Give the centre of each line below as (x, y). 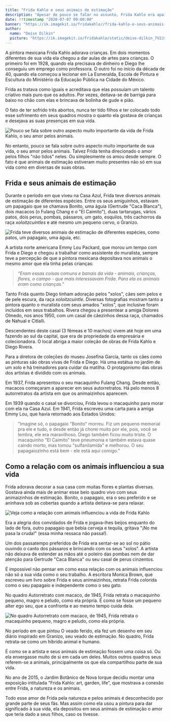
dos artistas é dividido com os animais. (46, 372)
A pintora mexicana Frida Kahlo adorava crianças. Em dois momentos (78, 52)
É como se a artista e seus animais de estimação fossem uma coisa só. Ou (83, 651)
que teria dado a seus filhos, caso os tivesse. (52, 714)
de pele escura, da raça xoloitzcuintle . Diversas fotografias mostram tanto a (84, 299)
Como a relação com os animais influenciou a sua (85, 467)
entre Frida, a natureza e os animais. (43, 688)
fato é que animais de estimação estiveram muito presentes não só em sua (83, 162)
